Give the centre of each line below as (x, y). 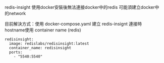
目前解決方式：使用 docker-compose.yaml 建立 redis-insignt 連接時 (73, 24)
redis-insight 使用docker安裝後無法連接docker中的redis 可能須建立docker (80, 7)
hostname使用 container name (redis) (43, 30)
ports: (16, 52)
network (17, 13)
